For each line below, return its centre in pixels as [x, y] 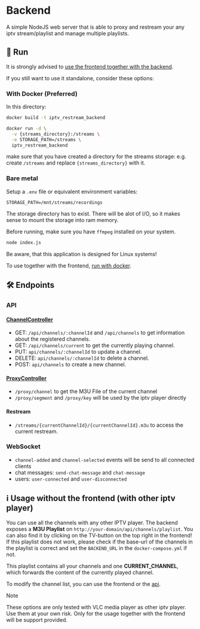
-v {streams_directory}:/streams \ [56, 134]
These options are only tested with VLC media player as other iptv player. [96, 607]
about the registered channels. [53, 339]
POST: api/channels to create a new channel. [70, 364]
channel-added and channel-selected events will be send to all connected [104, 460]
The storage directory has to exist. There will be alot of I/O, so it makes [93, 214]
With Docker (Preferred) [42, 93]
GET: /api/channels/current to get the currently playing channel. [95, 345]
